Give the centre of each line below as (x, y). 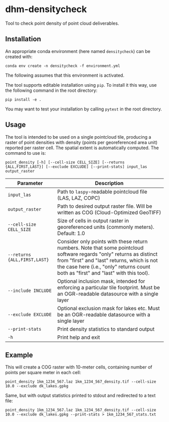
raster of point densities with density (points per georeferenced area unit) (81, 142)
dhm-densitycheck (46, 9)
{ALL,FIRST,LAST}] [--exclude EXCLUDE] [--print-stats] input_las (76, 167)
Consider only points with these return (102, 242)
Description (109, 183)
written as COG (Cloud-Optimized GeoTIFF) (109, 212)
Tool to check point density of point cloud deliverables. (62, 23)
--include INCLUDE (30, 290)
